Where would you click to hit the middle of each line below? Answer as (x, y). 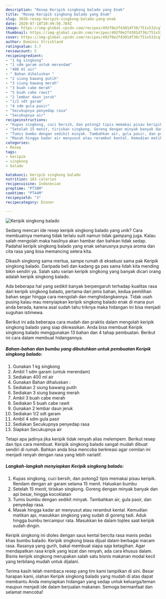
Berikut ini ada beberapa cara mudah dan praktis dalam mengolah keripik (80, 322)
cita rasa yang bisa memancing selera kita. (49, 251)
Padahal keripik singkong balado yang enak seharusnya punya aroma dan (80, 246)
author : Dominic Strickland (34, 42)
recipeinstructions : (27, 120)
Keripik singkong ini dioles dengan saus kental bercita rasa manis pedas (79, 535)
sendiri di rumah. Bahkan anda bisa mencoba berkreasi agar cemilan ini (78, 449)
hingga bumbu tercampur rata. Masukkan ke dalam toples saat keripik (83, 520)
